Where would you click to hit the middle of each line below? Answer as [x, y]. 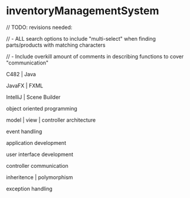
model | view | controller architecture [51, 120]
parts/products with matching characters [56, 45]
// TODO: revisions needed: [39, 27]
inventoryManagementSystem [83, 11]
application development [36, 142]
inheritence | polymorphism [40, 177]
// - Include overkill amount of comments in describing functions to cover [95, 56]
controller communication [37, 165]
